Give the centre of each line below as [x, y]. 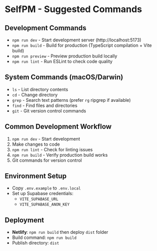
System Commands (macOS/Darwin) [64, 77]
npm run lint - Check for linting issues [52, 149]
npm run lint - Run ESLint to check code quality [62, 61]
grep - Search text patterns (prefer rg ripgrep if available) [71, 100]
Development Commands [46, 28]
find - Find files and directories [45, 105]
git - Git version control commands [49, 111]
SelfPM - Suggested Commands [73, 9]
